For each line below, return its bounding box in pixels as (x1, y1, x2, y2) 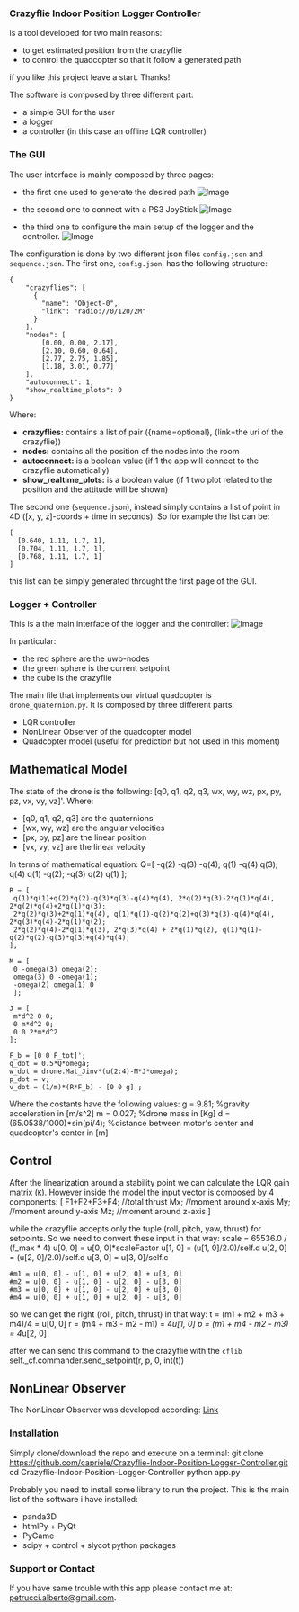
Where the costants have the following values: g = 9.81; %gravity (9, 1098, 250, 1109)
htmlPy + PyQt (22, 1520, 76, 1531)
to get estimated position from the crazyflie (22, 45, 182, 56)
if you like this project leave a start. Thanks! (9, 72, 171, 83)
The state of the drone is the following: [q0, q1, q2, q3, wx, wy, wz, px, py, (9, 785, 282, 796)
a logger (22, 116, 54, 128)
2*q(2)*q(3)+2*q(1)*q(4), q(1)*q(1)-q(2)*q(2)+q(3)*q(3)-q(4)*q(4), (13, 909, 276, 918)
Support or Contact (9, 1562, 96, 1574)
